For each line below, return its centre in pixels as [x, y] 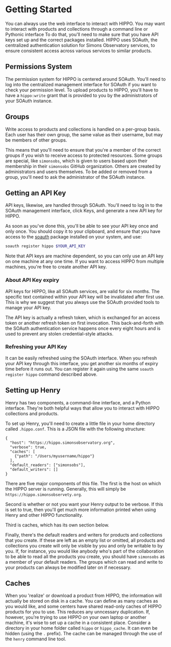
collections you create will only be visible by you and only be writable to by [84, 545]
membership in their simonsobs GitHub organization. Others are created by [83, 166]
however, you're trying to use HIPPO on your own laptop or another [76, 617]
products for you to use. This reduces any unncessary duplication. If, [78, 612]
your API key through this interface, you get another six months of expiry [82, 363]
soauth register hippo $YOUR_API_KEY [45, 246]
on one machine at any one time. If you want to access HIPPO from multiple [85, 261]
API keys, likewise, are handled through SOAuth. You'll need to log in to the [84, 205]
